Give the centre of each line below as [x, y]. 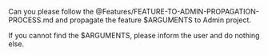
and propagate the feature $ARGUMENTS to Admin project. [154, 20]
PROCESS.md [31, 20]
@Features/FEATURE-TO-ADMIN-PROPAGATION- [178, 12]
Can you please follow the [51, 12]
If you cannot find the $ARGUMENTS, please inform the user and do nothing [134, 35]
